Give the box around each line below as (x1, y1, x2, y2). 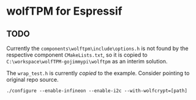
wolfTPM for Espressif (6, 4, 123, 18)
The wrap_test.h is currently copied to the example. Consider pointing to (6, 70, 190, 77)
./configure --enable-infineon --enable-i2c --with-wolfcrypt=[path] (6, 88, 188, 94)
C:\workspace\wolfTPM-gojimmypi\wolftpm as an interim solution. (6, 58, 168, 65)
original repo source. (6, 76, 59, 83)
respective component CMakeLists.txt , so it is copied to (6, 51, 148, 59)
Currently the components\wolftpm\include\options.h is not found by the (6, 45, 189, 52)
